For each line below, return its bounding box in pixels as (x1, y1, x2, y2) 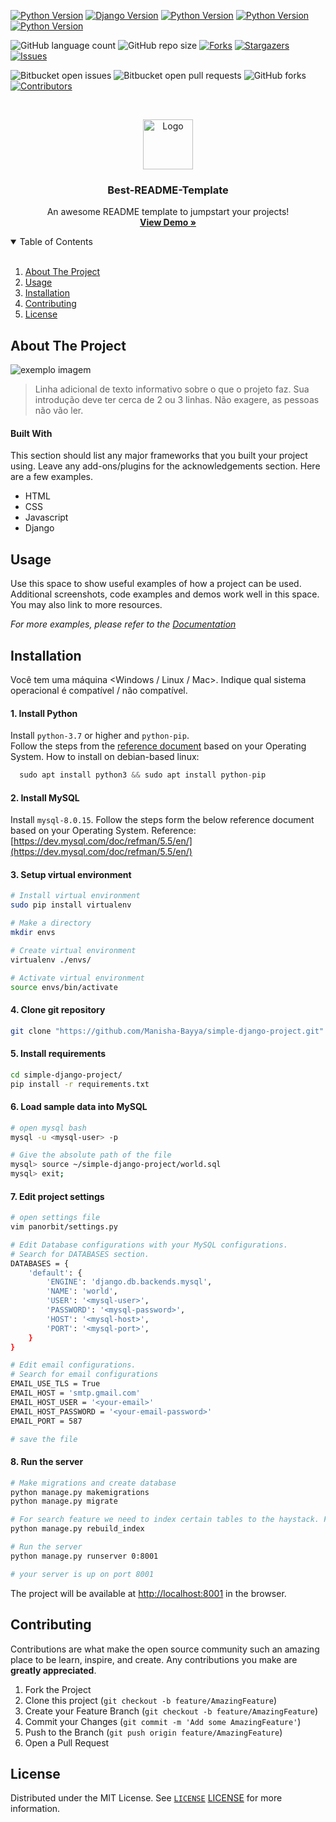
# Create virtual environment (10, 945, 137, 955)
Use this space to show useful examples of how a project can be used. (10, 578, 302, 590)
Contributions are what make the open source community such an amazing (10, 1643, 320, 1655)
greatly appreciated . (10, 1664, 97, 1676)
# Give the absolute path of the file (10, 1150, 172, 1160)
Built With (10, 427, 53, 439)
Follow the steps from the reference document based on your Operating (10, 740, 307, 752)
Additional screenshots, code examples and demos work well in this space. (10, 588, 320, 600)
